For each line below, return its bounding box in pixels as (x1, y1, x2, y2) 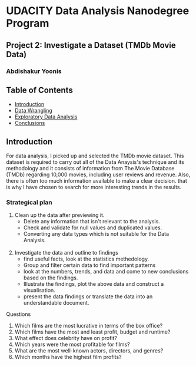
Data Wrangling (14, 107, 53, 114)
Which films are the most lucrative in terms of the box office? (14, 322, 163, 329)
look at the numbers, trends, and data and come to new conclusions (23, 268, 189, 275)
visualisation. (23, 287, 56, 294)
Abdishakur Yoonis (6, 67, 62, 75)
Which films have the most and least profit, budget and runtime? (14, 328, 171, 335)
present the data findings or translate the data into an (23, 293, 153, 300)
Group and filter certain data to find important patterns (23, 262, 156, 269)
